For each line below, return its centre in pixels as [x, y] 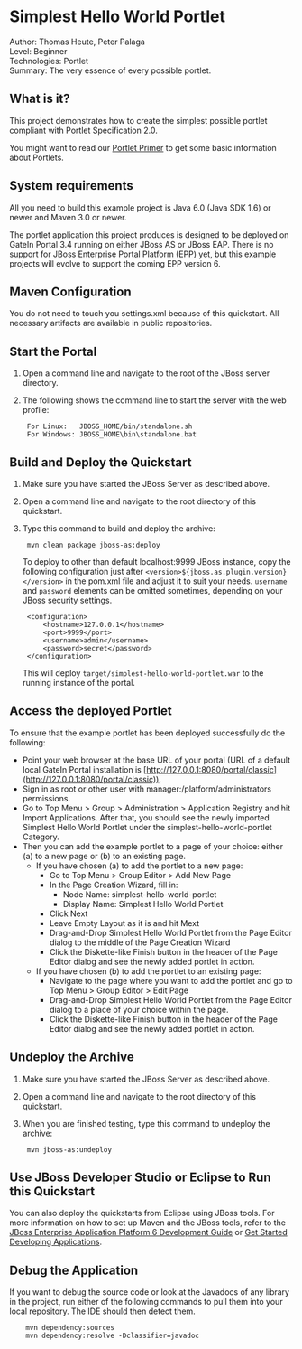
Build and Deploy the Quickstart [101, 462]
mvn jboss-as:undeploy [69, 1149]
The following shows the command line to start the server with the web [154, 400]
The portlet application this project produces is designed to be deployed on [149, 234]
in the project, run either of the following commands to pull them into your [146, 1302]
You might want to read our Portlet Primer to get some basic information [143, 147]
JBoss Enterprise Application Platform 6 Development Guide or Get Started [148, 1232]
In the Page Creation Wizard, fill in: [114, 885]
